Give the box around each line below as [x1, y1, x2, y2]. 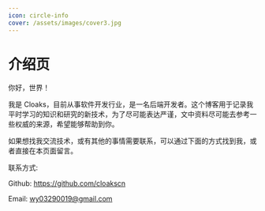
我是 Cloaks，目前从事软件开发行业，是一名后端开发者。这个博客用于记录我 [8, 100, 254, 109]
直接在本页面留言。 [14, 146, 77, 156]
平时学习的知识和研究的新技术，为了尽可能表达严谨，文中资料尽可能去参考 [8, 110, 250, 119]
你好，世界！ [8, 83, 50, 92]
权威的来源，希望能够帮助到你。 [14, 119, 119, 129]
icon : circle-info [8, 11, 69, 20]
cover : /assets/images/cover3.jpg [8, 19, 122, 27]
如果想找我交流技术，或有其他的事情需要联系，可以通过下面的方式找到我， [8, 136, 250, 146]
